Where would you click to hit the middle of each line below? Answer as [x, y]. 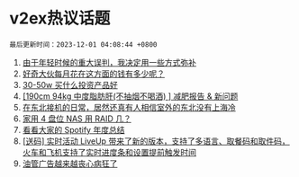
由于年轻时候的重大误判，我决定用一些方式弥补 [109, 62]
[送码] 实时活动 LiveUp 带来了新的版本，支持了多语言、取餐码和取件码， [156, 141]
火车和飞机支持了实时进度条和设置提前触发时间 [109, 152]
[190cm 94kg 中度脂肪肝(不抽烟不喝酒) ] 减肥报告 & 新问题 [130, 96]
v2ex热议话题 [60, 18]
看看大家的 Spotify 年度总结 [73, 129]
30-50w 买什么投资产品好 [70, 84]
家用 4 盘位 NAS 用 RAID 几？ [77, 119]
